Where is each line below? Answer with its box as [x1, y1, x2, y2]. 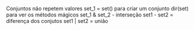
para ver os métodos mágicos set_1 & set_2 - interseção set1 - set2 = [6, 11, 174, 18]
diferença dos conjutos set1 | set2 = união [6, 18, 108, 24]
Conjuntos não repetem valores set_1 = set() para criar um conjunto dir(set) [6, 5, 189, 12]
